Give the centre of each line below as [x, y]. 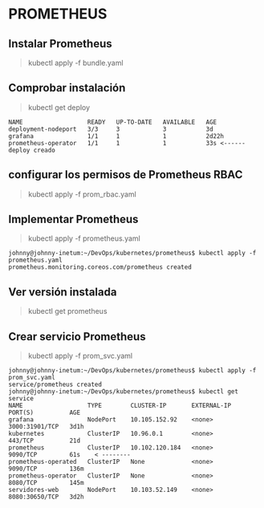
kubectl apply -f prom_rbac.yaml [82, 194]
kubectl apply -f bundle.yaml [75, 63]
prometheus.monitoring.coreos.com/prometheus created [100, 267]
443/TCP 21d [45, 441]
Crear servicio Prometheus [77, 337]
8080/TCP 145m [46, 483]
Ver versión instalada [63, 292]
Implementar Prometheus [73, 219]
